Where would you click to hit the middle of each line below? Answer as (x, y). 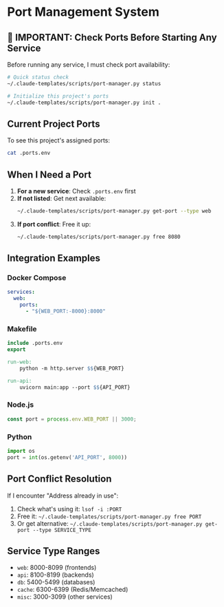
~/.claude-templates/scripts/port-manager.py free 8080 (99, 237)
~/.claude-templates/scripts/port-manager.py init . (84, 103)
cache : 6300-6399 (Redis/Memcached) (72, 590)
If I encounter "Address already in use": (63, 496)
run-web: (20, 362)
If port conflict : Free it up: (54, 224)
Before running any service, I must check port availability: (89, 65)
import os (21, 451)
